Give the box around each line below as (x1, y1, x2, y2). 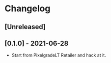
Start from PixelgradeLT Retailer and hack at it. (11, 52, 106, 58)
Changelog (4, 3, 51, 14)
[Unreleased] (4, 23, 46, 31)
